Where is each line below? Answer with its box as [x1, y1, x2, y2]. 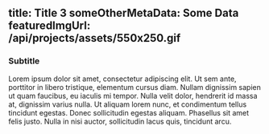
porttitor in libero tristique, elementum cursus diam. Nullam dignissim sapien [8, 82, 262, 91]
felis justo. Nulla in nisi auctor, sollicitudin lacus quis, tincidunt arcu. [8, 116, 232, 126]
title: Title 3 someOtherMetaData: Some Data [8, 6, 239, 20]
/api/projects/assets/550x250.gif [8, 31, 181, 45]
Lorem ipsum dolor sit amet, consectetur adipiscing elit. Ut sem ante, [8, 74, 237, 83]
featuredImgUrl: [8, 19, 91, 33]
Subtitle [8, 55, 40, 67]
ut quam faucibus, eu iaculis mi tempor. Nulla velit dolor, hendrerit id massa [8, 91, 258, 100]
